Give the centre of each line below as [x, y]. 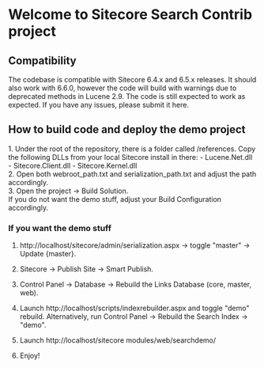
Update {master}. [48, 254]
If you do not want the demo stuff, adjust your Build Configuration [115, 199]
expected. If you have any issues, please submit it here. [99, 105]
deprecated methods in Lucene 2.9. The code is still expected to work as [127, 96]
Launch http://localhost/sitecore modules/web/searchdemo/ [118, 340]
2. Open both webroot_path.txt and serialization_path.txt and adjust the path [132, 174]
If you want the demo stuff [60, 228]
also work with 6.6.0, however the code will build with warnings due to [123, 88]
